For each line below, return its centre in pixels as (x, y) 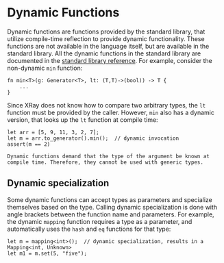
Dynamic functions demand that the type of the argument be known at (109, 156)
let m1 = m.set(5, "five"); (47, 253)
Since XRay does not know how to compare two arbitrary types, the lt (107, 105)
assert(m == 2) (29, 144)
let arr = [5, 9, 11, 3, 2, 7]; (53, 132)
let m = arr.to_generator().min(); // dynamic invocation (93, 138)
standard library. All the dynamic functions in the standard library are (104, 53)
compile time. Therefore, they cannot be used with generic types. (105, 162)
